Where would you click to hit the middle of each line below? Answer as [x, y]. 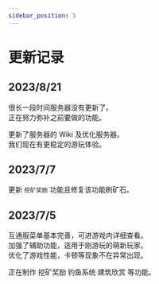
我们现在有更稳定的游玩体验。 [57, 144]
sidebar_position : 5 [43, 16]
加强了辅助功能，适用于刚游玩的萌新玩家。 [78, 245]
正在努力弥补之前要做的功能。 [57, 117]
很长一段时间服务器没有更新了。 [60, 107]
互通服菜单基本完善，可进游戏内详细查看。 [78, 235]
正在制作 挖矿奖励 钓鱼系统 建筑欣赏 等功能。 [82, 272]
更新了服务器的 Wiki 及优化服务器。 [66, 134]
